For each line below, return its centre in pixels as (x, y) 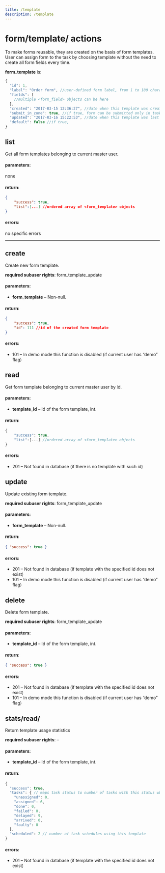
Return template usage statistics (38, 731)
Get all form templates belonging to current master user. (62, 154)
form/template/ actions (54, 39)
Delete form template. (27, 612)
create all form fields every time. (38, 62)
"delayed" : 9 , (28, 816)
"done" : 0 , (25, 807)
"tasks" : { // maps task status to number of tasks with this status (82, 793)
